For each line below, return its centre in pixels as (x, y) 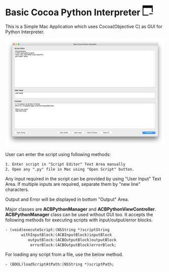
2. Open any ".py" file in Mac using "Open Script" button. (70, 170)
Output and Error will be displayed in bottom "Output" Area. (67, 200)
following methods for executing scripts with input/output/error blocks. (79, 220)
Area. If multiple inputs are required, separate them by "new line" (73, 184)
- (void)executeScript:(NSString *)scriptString (57, 230)
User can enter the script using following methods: (58, 154)
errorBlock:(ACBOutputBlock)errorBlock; (73, 245)
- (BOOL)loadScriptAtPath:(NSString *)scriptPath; (60, 264)
